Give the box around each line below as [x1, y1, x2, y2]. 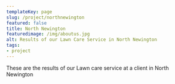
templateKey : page [6, 8, 52, 15]
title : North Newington [6, 25, 66, 32]
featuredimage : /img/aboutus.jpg [6, 31, 90, 37]
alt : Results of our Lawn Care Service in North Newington [6, 37, 158, 43]
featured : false [6, 20, 47, 26]
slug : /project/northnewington [6, 14, 85, 20]
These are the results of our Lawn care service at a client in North [6, 64, 170, 71]
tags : [6, 43, 20, 49]
